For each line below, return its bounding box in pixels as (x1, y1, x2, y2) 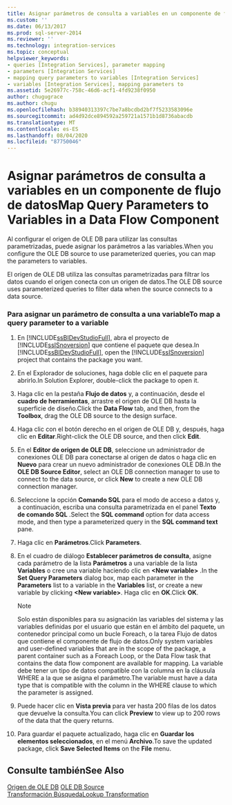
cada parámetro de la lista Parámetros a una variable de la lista (17, 559, 198, 568)
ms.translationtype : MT (7, 119, 76, 126)
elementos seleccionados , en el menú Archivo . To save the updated (17, 737, 213, 746)
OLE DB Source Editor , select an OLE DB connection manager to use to (17, 468, 220, 476)
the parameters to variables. (7, 257, 88, 266)
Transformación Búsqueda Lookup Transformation (7, 791, 149, 799)
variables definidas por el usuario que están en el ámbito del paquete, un (17, 622, 225, 631)
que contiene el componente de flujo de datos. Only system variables (17, 637, 213, 646)
